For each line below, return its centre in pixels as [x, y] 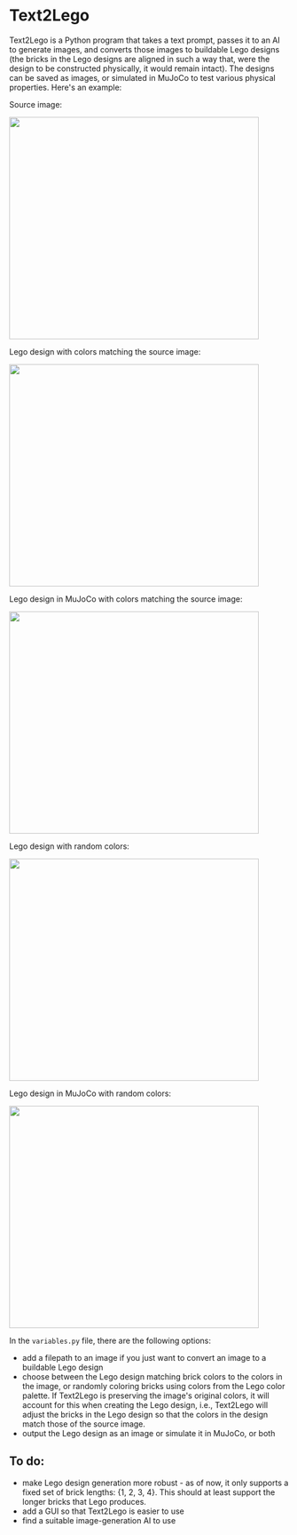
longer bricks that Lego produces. [84, 1501]
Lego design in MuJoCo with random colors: [90, 1093]
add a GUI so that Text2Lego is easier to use [103, 1511]
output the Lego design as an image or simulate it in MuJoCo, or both [148, 1433]
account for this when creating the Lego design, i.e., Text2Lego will [145, 1404]
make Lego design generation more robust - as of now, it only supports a [155, 1483]
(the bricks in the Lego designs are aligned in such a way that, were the [140, 59]
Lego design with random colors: [70, 846]
